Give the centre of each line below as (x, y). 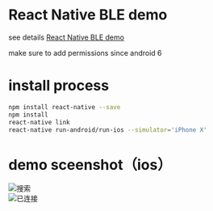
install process (59, 86)
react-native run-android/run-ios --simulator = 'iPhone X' (108, 130)
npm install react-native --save (65, 107)
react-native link (39, 122)
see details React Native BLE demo (67, 37)
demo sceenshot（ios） (90, 165)
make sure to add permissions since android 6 (86, 53)
